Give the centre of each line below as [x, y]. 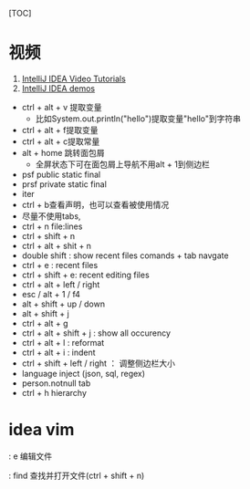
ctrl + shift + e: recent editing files [85, 275]
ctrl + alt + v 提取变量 [62, 107]
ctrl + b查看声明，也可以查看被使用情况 [95, 204]
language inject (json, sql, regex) [83, 373]
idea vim [42, 430]
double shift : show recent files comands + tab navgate [125, 255]
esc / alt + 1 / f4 [51, 294]
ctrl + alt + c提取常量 [61, 141]
